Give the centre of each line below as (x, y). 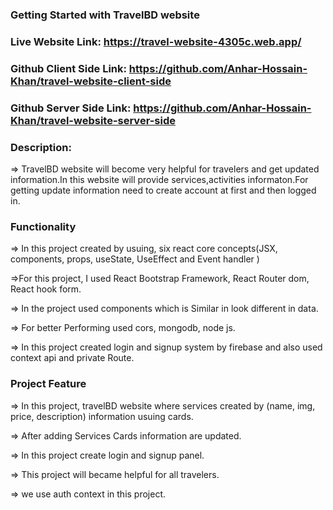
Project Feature (48, 384)
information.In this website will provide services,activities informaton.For (159, 179)
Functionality (43, 226)
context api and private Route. (72, 358)
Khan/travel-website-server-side (93, 120)
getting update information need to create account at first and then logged (163, 190)
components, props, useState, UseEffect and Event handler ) (135, 259)
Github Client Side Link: (68, 68)
